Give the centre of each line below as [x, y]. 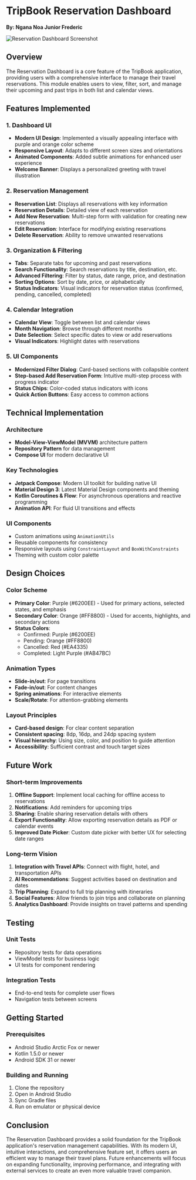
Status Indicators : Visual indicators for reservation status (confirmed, [99, 288]
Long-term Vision [32, 854]
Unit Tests [21, 939]
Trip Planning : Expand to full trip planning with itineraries [84, 892]
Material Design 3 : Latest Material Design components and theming [97, 489]
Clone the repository [39, 1088]
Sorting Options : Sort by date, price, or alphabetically [80, 282]
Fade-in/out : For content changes [56, 687]
